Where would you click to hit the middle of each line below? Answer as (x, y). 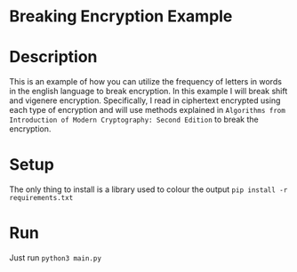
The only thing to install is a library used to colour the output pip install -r (148, 189)
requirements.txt (41, 198)
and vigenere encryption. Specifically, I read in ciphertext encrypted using (145, 100)
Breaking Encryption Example (121, 16)
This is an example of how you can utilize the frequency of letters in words (146, 82)
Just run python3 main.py (56, 258)
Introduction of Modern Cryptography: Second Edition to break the (134, 120)
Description (53, 57)
